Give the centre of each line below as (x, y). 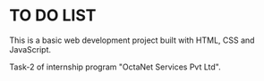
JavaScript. (30, 49)
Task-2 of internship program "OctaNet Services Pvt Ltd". (115, 67)
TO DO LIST (53, 16)
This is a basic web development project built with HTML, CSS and (132, 40)
